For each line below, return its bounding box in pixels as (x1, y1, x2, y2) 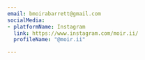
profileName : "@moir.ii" (13, 36, 86, 43)
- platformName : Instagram (7, 23, 86, 30)
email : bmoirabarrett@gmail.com (7, 10, 101, 17)
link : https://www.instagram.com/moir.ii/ (13, 29, 139, 37)
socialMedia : (7, 17, 45, 24)
